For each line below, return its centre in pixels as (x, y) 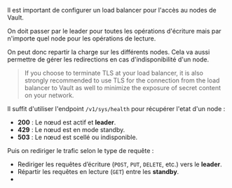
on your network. (49, 95)
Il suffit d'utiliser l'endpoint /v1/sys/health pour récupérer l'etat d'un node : (116, 109)
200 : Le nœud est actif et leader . (67, 122)
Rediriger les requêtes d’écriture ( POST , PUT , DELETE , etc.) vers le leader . (120, 164)
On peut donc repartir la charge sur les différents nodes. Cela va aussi (109, 52)
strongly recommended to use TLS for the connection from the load (122, 80)
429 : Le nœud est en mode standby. (71, 130)
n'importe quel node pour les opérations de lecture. (82, 38)
